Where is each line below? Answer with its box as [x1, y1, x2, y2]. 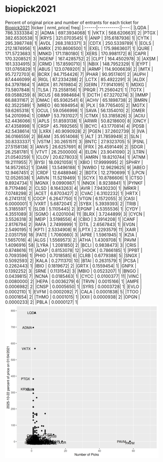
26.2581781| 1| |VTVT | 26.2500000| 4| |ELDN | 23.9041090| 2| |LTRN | [5, 149, 147, 154]
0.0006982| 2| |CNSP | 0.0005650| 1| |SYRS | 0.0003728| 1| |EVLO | [5, 284, 142, 289]
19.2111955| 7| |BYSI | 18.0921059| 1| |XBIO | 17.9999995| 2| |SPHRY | [5, 159, 143, 165]
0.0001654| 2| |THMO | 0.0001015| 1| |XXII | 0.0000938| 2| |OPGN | [5, 294, 140, 300]
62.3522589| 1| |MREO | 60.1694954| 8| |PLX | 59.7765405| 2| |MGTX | [5, 102, 148, 108]
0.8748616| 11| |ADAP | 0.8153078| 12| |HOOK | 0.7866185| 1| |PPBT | [5, 247, 143, 253]
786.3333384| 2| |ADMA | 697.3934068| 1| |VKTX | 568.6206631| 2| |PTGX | [5, 30, 159, 36]
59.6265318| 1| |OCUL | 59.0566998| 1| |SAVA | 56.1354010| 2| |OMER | [5, 107, 147, 113]
